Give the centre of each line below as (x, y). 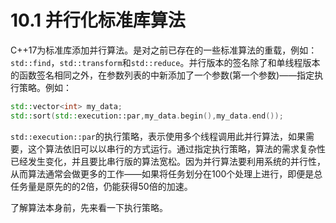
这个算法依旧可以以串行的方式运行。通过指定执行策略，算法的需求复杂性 (176, 148)
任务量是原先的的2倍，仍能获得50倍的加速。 (101, 186)
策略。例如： (45, 87)
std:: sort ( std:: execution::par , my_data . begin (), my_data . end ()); (147, 116)
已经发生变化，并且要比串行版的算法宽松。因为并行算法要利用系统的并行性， (168, 161)
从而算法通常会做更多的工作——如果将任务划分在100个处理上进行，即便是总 (166, 173)
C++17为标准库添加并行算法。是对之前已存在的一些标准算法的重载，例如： (164, 50)
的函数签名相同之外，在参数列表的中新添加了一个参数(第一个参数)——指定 (162, 75)
